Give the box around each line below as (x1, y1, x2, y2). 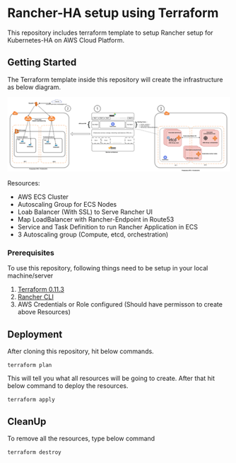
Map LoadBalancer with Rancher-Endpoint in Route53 (17, 215, 175, 224)
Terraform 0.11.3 (17, 285, 65, 294)
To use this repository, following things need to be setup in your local (7, 264, 208, 273)
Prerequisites (7, 248, 54, 258)
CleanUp (7, 416, 47, 428)
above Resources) (17, 308, 71, 316)
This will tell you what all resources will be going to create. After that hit (7, 374, 216, 383)
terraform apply (7, 396, 55, 404)
